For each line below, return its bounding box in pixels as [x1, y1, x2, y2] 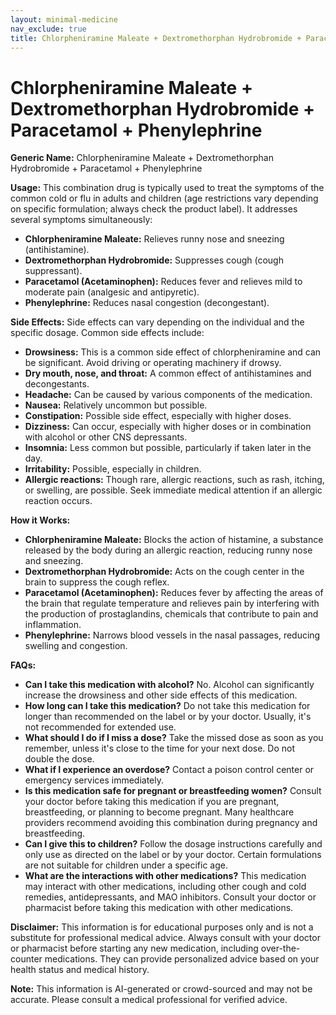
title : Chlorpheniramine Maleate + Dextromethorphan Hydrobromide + [10, 33, 302, 43]
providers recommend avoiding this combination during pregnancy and [24, 817, 318, 829]
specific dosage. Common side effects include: [10, 327, 205, 339]
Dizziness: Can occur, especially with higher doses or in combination [24, 421, 312, 433]
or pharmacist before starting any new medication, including [10, 942, 259, 955]
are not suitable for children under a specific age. [24, 859, 228, 871]
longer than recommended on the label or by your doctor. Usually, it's [24, 711, 312, 723]
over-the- [260, 942, 301, 955]
